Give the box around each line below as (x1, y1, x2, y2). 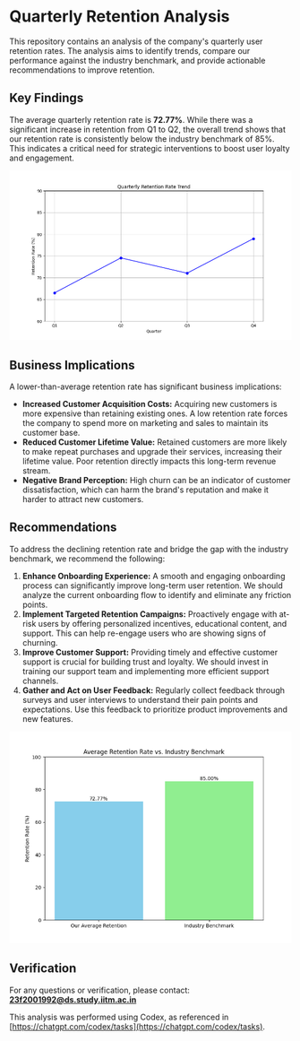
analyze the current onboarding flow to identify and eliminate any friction (21, 589, 292, 600)
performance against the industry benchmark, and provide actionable (9, 55, 266, 65)
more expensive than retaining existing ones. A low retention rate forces (21, 408, 288, 419)
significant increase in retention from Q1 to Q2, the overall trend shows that (9, 124, 287, 134)
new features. (21, 713, 73, 724)
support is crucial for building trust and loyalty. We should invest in (21, 656, 269, 667)
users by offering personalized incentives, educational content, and (38, 618, 287, 629)
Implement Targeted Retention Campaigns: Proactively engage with (21, 608, 278, 620)
